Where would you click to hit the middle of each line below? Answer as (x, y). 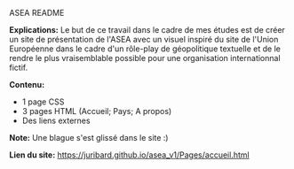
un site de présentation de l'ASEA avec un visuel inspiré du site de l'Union (144, 39)
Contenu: (27, 84)
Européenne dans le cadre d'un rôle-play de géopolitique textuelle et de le (145, 49)
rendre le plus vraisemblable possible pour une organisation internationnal (145, 58)
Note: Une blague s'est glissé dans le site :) (89, 138)
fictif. (19, 67)
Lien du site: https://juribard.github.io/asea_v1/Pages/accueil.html (130, 155)
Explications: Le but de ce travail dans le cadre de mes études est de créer (147, 30)
